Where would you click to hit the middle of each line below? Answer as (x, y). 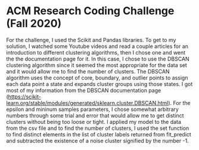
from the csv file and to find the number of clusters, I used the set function (98, 128)
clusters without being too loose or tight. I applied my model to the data (94, 122)
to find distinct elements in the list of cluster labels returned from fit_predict (99, 134)
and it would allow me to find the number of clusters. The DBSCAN (88, 71)
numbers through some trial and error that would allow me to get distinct (95, 115)
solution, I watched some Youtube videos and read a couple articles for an (97, 46)
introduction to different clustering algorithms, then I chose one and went (96, 52)
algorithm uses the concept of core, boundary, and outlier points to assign (97, 78)
